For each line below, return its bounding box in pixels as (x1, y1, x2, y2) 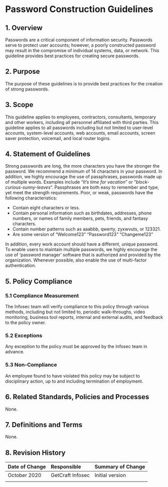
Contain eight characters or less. (12, 205, 80, 211)
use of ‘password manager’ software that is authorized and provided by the (5, 252, 161, 258)
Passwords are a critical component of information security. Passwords (5, 37, 153, 43)
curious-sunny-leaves (5, 184, 51, 190)
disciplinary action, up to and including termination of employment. (5, 378, 143, 384)
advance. (5, 349, 25, 355)
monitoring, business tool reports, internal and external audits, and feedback (5, 314, 163, 320)
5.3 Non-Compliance (5, 361, 57, 369)
